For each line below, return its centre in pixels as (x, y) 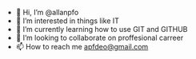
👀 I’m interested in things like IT (68, 21)
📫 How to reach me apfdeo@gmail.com (82, 47)
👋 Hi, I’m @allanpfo (47, 12)
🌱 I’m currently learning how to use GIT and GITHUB (102, 29)
